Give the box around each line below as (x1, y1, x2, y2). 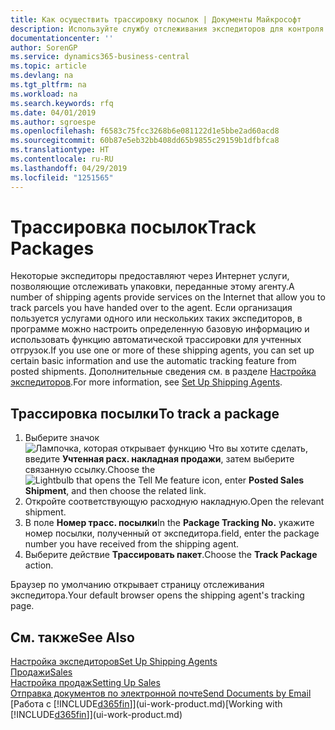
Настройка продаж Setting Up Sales (10, 677, 161, 689)
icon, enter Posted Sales (201, 474, 305, 486)
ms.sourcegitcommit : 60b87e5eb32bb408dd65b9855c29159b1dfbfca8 (10, 136, 280, 146)
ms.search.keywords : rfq (10, 98, 114, 108)
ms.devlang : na (10, 71, 74, 81)
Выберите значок (24, 432, 100, 444)
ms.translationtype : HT (10, 145, 110, 155)
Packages (10, 237, 95, 260)
